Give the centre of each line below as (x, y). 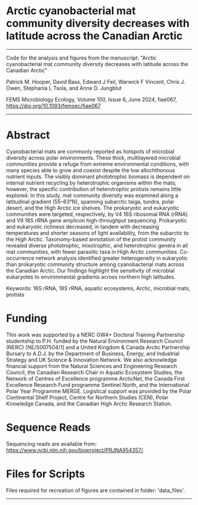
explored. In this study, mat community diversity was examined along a (92, 195)
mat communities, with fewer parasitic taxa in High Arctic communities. (92, 251)
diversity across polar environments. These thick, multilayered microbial (93, 158)
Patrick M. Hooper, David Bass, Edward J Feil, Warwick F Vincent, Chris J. (96, 81)
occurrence (20, 258)
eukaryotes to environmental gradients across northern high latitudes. (91, 277)
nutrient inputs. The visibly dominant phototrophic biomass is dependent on (98, 176)
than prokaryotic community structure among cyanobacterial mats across (95, 264)
